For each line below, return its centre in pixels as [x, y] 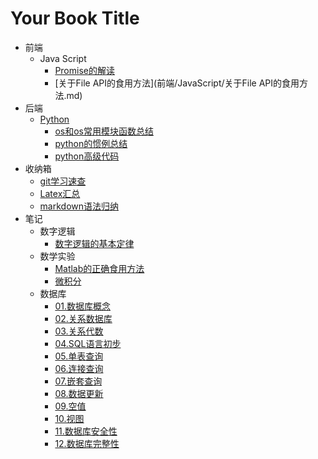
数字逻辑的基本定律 [94, 243]
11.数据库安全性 [86, 431]
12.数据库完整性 [87, 443]
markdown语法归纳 [79, 206]
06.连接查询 [79, 368]
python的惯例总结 [91, 143]
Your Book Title [75, 18]
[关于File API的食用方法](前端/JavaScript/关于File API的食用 [177, 83]
